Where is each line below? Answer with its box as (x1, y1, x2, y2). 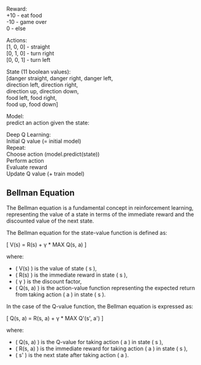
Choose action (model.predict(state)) (6, 150, 100, 158)
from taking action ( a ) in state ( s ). (15, 291, 106, 298)
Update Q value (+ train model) (6, 170, 85, 177)
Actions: (6, 37, 28, 44)
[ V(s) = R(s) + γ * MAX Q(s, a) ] (6, 240, 87, 248)
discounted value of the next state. (6, 217, 94, 225)
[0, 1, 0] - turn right (6, 50, 55, 57)
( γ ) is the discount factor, (15, 277, 82, 285)
